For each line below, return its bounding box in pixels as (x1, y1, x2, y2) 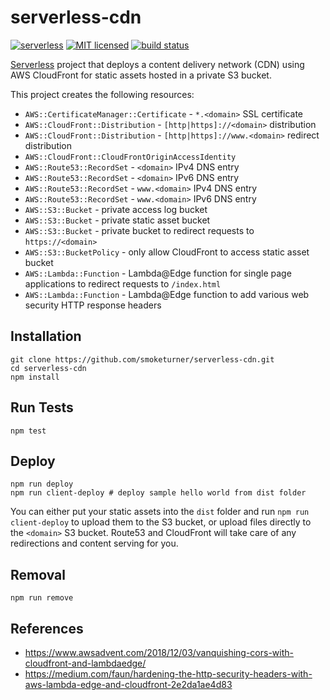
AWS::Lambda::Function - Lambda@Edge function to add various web (24, 288, 310, 300)
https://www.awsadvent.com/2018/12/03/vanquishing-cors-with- (24, 647, 294, 658)
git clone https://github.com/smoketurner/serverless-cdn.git (10, 354, 275, 365)
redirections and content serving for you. (10, 537, 179, 550)
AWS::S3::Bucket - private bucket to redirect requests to (24, 224, 255, 236)
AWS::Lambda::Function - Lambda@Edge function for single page (24, 267, 292, 279)
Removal (10, 566, 66, 583)
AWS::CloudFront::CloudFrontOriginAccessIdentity (24, 152, 237, 162)
